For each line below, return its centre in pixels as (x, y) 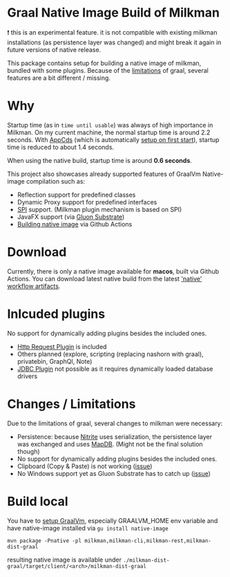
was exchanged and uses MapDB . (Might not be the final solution (110, 444)
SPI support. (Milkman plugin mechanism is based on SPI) (99, 209)
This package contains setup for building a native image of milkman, (104, 63)
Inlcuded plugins (56, 314)
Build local (38, 501)
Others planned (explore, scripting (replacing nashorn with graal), (110, 354)
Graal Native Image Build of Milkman (113, 13)
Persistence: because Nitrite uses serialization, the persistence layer (115, 436)
